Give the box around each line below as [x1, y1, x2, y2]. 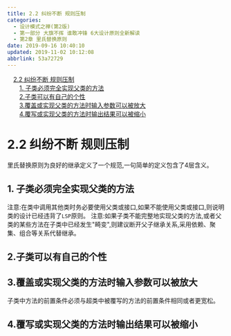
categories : [7, 17, 41, 24]
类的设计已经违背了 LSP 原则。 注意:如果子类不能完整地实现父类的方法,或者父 [7, 211, 222, 220]
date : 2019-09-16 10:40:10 [7, 42, 85, 49]
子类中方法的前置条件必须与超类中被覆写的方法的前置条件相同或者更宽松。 [7, 296, 219, 305]
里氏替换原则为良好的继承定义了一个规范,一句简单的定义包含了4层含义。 [7, 161, 213, 169]
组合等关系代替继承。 [19, 229, 80, 237]
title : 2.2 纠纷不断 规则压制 [7, 10, 86, 17]
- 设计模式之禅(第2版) [13, 23, 71, 30]
